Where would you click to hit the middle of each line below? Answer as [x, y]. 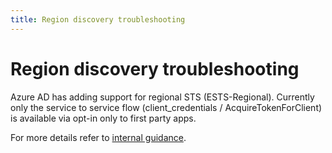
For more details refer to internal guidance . [98, 137]
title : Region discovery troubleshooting [98, 19]
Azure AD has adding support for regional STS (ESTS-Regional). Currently [162, 97]
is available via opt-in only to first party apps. [103, 118]
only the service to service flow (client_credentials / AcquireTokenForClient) [166, 107]
